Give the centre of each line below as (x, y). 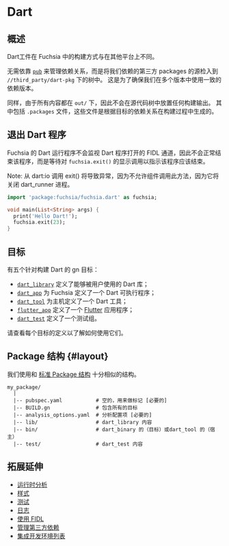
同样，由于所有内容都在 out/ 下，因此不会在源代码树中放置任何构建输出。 (111, 103)
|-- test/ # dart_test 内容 (78, 444)
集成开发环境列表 (41, 536)
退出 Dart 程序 (37, 135)
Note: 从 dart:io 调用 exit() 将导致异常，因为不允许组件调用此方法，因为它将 (113, 176)
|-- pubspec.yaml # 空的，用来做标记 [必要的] (90, 400)
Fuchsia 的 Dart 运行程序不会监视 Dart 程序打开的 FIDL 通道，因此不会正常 (111, 153)
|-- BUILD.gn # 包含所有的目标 (76, 408)
